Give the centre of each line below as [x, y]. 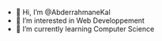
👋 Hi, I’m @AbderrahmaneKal [63, 12]
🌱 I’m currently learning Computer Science [85, 29]
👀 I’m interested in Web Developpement [80, 20]
